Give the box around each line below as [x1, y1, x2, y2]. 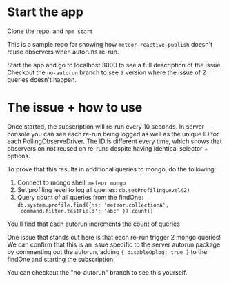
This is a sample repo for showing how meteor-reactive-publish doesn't [7, 40, 213, 48]
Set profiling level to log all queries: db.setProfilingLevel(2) [17, 185, 190, 193]
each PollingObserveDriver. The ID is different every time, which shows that [7, 137, 222, 145]
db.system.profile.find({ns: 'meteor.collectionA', [17, 201, 169, 209]
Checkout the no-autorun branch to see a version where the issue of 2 [7, 68, 207, 76]
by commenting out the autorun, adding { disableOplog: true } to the [7, 247, 208, 255]
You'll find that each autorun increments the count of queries [7, 220, 181, 228]
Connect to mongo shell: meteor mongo [17, 178, 126, 187]
